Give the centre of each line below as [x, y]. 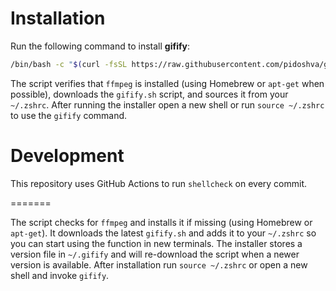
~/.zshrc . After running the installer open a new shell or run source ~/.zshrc [167, 104]
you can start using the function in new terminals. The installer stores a [156, 243]
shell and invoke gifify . [60, 275]
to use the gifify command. [69, 115]
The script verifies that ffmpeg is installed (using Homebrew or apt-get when [167, 83]
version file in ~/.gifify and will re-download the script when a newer [155, 254]
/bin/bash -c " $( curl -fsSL [69, 64]
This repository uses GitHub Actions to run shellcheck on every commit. [159, 183]
